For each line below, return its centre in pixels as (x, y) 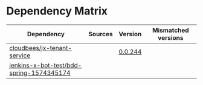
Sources (101, 34)
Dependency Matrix (57, 11)
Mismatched (170, 30)
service (20, 55)
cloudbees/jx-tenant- (41, 48)
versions (171, 37)
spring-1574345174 (40, 72)
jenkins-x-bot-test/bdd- (46, 65)
